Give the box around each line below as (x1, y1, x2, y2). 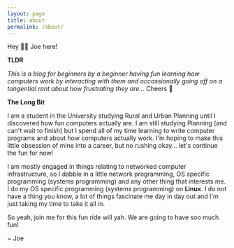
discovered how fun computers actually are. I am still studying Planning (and (7, 119, 227, 128)
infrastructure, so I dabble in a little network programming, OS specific (7, 170, 210, 179)
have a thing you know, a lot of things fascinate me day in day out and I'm (7, 192, 219, 200)
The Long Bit (7, 98, 45, 106)
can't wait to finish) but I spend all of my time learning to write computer (7, 127, 215, 135)
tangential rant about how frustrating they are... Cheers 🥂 (7, 85, 173, 93)
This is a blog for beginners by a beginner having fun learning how (7, 69, 200, 78)
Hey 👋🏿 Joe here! (7, 43, 58, 51)
